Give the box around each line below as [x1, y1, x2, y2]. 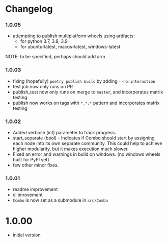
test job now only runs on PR [12, 83, 73, 89]
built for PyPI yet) [12, 157, 49, 163]
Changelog [5, 3, 53, 15]
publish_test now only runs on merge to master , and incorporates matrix [12, 89, 163, 95]
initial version [12, 232, 41, 238]
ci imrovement [12, 192, 43, 198]
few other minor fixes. [12, 162, 59, 168]
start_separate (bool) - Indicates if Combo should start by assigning [12, 135, 155, 141]
